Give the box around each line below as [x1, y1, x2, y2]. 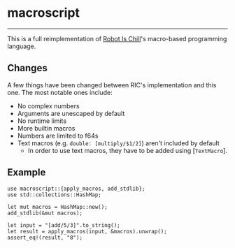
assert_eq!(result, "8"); [7, 234, 83, 241]
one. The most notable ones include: [7, 88, 113, 96]
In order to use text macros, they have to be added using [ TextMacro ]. [27, 146, 227, 154]
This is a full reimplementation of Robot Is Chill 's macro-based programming [7, 34, 227, 43]
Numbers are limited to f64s [17, 131, 99, 140]
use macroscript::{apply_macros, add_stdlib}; [7, 185, 145, 192]
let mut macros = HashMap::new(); [7, 203, 108, 210]
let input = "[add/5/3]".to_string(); [7, 221, 120, 228]
